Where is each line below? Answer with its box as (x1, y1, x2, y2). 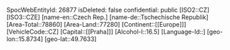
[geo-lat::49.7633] (44, 35, 97, 43)
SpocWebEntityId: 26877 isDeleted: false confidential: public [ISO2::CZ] (6, 6, 210, 14)
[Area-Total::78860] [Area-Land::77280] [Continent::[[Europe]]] (6, 21, 187, 28)
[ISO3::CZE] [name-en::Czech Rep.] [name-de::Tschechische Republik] (6, 13, 209, 21)
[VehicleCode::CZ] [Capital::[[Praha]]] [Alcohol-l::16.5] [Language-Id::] (6, 27, 206, 36)
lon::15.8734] (6, 35, 43, 43)
